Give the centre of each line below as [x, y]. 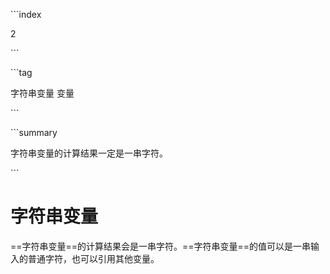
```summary [34, 132]
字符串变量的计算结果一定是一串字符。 [89, 153]
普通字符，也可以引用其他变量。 [93, 258]
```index [26, 14]
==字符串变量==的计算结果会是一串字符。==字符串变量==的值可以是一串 [161, 246]
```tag [21, 72]
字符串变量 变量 [42, 93]
